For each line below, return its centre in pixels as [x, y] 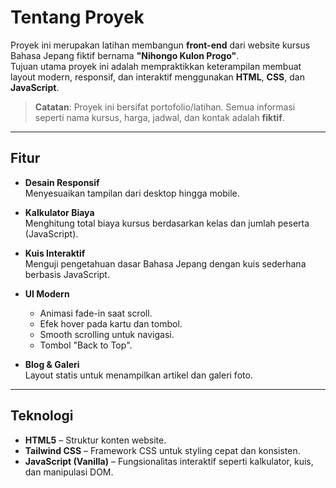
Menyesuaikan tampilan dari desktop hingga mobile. [132, 193]
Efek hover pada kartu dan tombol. [111, 323]
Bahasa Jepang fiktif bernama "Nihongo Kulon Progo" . [125, 55]
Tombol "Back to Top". [86, 345]
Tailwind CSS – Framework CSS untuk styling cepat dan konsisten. [162, 450]
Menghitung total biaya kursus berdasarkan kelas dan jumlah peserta [167, 223]
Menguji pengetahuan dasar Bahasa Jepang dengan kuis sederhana [165, 263]
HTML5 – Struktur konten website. [95, 440]
